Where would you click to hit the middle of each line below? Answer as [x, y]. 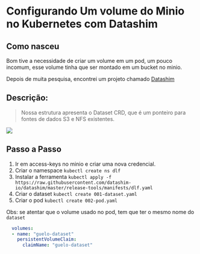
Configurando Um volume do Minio [95, 11]
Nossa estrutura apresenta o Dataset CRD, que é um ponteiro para [103, 112]
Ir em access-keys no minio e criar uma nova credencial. [85, 164]
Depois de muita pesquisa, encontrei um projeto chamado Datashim [90, 79]
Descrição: [27, 98]
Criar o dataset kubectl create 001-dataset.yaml [76, 194]
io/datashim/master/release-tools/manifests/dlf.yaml [84, 188]
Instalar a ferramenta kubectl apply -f [63, 177]
